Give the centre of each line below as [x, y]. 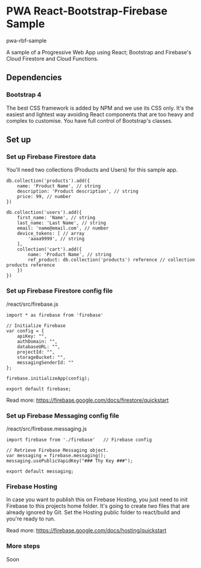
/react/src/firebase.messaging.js [47, 428]
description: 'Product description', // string [78, 192]
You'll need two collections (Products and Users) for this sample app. [92, 170]
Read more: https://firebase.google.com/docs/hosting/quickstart [86, 531]
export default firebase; [39, 389]
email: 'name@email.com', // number [63, 228]
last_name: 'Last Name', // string [62, 223]
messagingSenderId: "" [45, 363]
